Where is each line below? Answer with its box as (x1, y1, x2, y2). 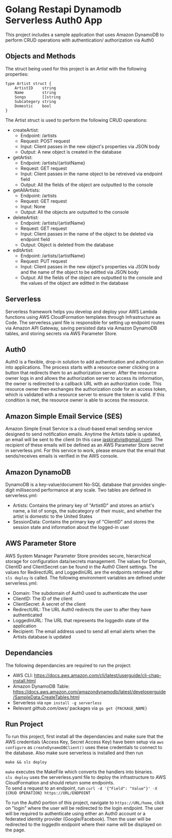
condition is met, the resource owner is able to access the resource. (5, 397, 149, 403)
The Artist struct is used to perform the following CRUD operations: (5, 117, 148, 123)
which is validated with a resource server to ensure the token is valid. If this (5, 392, 165, 398)
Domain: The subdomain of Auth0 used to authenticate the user (12, 590, 148, 596)
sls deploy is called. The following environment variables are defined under (5, 574, 166, 580)
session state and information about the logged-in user (12, 524, 129, 530)
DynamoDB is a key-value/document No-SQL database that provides (5, 482, 151, 487)
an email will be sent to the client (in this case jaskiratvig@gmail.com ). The (5, 436, 163, 443)
